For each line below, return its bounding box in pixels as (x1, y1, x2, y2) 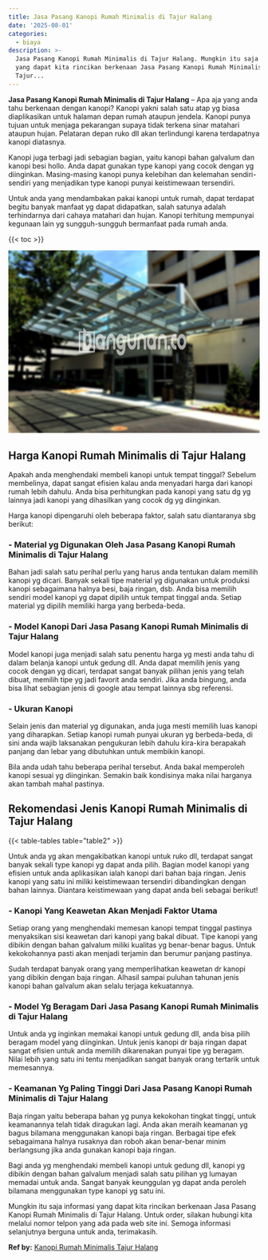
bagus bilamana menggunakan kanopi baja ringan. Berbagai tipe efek (8, 1128, 237, 1137)
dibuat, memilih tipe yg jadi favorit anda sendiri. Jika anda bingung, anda (8, 674, 247, 684)
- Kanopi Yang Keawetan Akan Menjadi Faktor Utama (8, 905, 218, 916)
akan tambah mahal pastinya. (8, 779, 105, 788)
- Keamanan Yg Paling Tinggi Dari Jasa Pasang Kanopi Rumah (8, 1083, 253, 1094)
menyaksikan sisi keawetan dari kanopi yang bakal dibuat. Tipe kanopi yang (8, 932, 258, 942)
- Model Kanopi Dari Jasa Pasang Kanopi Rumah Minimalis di (8, 621, 249, 632)
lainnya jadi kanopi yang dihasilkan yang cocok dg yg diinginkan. (8, 496, 222, 505)
